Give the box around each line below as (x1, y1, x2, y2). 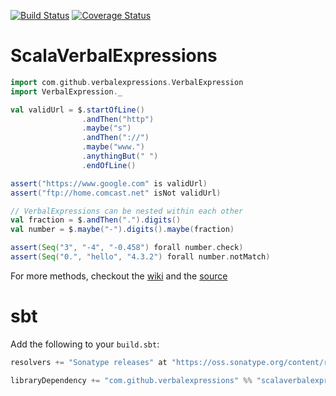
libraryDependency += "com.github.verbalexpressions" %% (10, 375, 253, 385)
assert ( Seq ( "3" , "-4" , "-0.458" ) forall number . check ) (10, 243, 244, 253)
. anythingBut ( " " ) (81, 151, 159, 162)
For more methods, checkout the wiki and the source (10, 270, 228, 282)
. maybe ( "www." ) (81, 142, 145, 152)
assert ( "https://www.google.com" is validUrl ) (10, 178, 208, 189)
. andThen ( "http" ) (81, 114, 155, 124)
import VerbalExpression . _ (10, 86, 123, 97)
